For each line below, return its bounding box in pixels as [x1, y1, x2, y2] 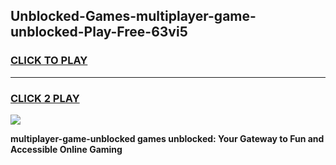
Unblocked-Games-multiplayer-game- [10, 8, 257, 25]
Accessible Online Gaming [10, 143, 123, 155]
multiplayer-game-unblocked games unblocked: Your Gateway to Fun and [10, 132, 325, 144]
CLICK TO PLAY [10, 54, 88, 68]
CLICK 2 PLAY [10, 91, 80, 105]
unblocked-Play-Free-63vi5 [10, 24, 188, 41]
